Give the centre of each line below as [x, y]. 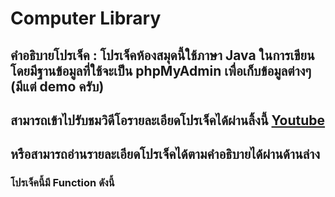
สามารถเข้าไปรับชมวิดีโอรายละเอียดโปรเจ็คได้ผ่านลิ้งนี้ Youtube [168, 120]
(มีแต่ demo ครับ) [57, 86]
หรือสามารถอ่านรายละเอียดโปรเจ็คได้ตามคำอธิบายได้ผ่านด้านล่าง [165, 154]
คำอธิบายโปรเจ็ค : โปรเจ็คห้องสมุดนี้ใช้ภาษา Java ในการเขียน [162, 55]
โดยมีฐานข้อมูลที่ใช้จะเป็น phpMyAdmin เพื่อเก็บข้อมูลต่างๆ [161, 70]
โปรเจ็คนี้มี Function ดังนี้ [62, 183]
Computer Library [86, 18]
